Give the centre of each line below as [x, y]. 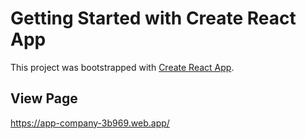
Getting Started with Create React [153, 18]
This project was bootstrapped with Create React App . [122, 67]
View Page [44, 98]
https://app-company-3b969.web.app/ [90, 123]
